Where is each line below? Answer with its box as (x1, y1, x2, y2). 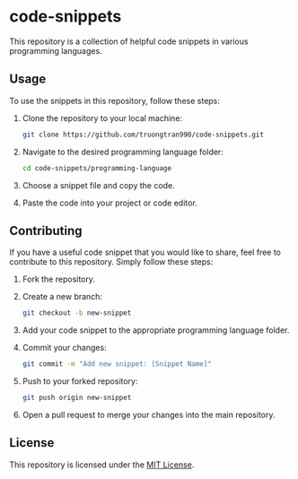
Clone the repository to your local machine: (22, 112, 182, 123)
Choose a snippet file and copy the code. (22, 179, 175, 190)
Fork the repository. (22, 274, 96, 284)
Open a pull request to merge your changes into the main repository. (22, 409, 276, 420)
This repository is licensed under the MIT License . (9, 459, 195, 470)
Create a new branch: (22, 292, 103, 302)
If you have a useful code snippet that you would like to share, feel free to (9, 247, 281, 257)
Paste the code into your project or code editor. (22, 197, 197, 208)
